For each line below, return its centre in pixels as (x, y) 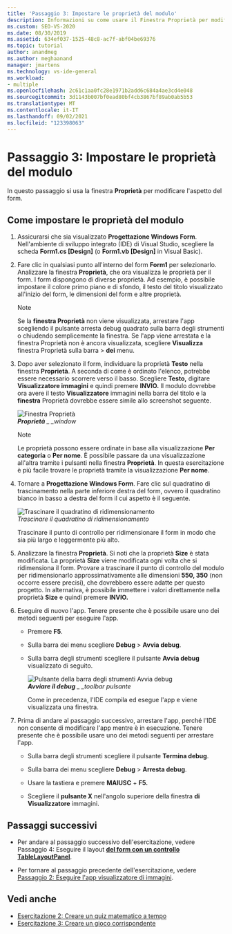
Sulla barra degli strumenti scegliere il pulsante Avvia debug (114, 659)
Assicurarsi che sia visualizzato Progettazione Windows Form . (107, 237)
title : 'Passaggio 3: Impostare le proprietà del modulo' (92, 13)
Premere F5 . (45, 632)
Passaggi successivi (52, 825)
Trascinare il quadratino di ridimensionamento (83, 519)
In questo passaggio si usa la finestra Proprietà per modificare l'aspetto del (115, 191)
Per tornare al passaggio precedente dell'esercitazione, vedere (107, 870)
